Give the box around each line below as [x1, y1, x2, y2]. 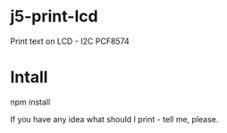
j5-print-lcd [10, 6, 98, 27]
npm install [10, 96, 51, 107]
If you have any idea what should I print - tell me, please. [10, 113, 219, 124]
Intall [10, 67, 48, 87]
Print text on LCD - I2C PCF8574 [10, 36, 130, 46]
